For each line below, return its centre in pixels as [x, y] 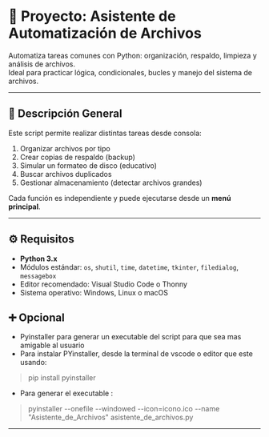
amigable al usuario [52, 345]
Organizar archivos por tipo [65, 148]
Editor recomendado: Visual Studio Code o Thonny [104, 284]
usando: [33, 363]
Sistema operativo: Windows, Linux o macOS [94, 292]
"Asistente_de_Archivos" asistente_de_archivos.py [110, 417]
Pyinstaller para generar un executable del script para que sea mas [130, 337]
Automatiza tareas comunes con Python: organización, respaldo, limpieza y [133, 55]
